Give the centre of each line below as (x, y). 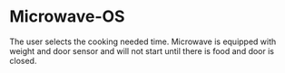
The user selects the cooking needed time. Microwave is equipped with (143, 41)
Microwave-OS (67, 17)
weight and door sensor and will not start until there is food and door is (142, 50)
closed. (23, 60)
